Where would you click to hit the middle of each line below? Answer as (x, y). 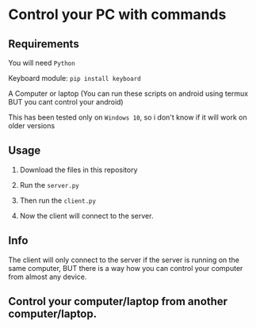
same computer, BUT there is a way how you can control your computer (126, 268)
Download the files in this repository (78, 170)
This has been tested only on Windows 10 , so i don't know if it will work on (128, 117)
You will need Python (42, 63)
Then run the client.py (58, 200)
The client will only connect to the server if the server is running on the (124, 260)
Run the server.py (49, 185)
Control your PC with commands (117, 15)
